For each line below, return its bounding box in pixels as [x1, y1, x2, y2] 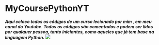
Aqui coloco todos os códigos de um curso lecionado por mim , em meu [5, 19, 152, 24]
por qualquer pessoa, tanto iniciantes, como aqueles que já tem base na [5, 29, 154, 34]
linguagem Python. [5, 34, 45, 40]
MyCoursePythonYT [5, 3, 89, 14]
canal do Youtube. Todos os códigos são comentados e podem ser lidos [5, 23, 153, 29]
